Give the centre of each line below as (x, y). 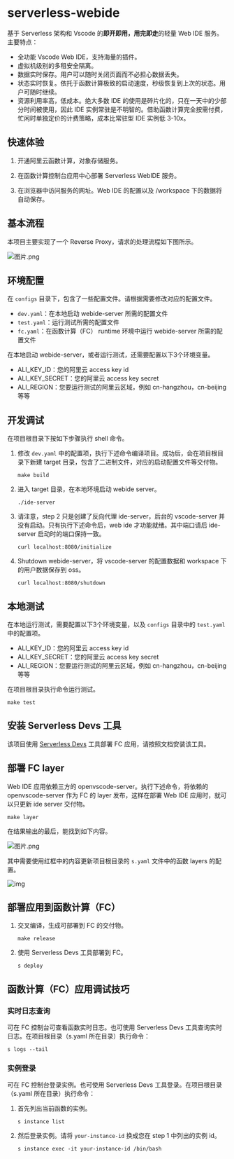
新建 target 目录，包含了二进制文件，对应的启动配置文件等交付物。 (126, 462)
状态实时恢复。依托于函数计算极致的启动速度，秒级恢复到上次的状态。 (118, 83)
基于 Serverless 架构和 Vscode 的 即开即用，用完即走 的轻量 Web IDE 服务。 (115, 33)
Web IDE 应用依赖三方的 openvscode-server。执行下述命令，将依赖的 (108, 786)
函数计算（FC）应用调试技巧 (68, 989)
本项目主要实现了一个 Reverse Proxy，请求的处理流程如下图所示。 (102, 241)
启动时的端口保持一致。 (71, 534)
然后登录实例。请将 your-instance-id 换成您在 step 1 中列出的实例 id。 (119, 1136)
